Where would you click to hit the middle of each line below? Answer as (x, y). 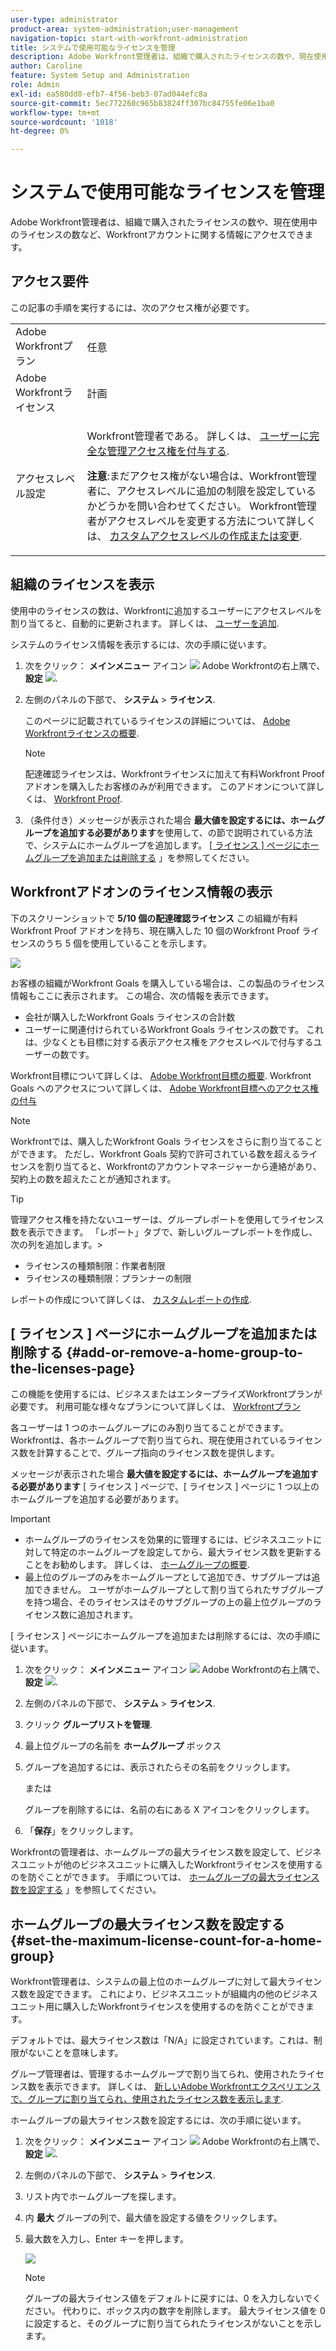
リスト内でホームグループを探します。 (103, 2197)
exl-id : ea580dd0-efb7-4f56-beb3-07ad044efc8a (109, 94)
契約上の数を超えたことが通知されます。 (93, 1178)
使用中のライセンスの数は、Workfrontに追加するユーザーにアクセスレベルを (166, 610)
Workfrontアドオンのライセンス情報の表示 (141, 892)
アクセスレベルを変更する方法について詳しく (211, 521)
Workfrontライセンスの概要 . (82, 733)
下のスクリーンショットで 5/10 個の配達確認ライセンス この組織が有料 (154, 918)
